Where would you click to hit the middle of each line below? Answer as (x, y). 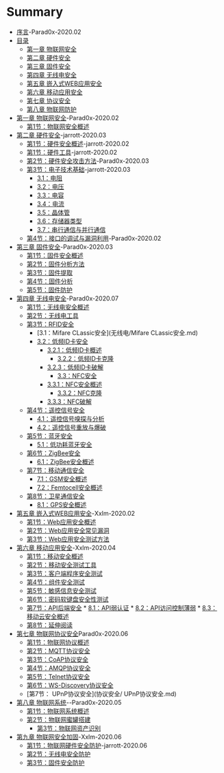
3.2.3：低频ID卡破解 (75, 367)
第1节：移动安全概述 (55, 556)
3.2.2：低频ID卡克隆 (86, 358)
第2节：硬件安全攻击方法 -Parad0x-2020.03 (88, 161)
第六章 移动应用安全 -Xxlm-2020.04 (66, 547)
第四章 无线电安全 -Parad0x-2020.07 (67, 298)
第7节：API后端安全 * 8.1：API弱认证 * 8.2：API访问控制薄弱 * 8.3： (122, 608)
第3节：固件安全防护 (55, 762)
